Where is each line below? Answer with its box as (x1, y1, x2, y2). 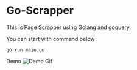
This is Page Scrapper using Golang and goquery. (6, 24, 132, 31)
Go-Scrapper (6, 4, 74, 17)
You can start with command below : (6, 35, 99, 42)
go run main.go (6, 46, 45, 53)
